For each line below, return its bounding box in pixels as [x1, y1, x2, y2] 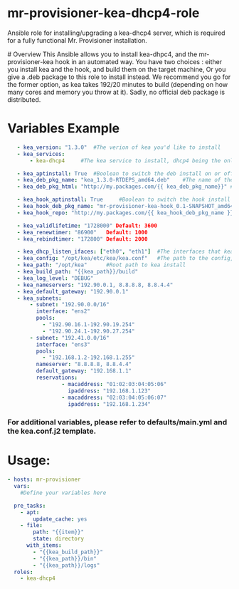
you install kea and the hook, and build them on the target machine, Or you [7, 65, 226, 73]
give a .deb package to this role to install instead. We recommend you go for [7, 73, 231, 81]
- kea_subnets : [16, 294, 62, 302]
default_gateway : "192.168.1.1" [36, 368, 132, 375]
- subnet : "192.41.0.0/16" [29, 334, 110, 341]
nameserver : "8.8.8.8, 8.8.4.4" [36, 361, 132, 368]
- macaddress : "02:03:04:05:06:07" [61, 394, 167, 401]
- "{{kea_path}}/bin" [33, 555, 97, 562]
